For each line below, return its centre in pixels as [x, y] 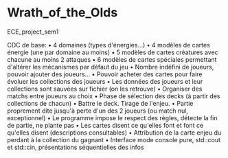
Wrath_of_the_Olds [62, 13]
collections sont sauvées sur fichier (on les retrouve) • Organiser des [105, 89]
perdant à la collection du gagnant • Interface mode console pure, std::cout [114, 139]
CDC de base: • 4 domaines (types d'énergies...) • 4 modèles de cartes [109, 45]
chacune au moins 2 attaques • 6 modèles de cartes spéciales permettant [112, 59]
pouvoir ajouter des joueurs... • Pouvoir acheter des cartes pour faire [105, 74]
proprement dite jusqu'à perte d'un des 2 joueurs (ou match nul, [98, 111]
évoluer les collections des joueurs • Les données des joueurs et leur [105, 81]
